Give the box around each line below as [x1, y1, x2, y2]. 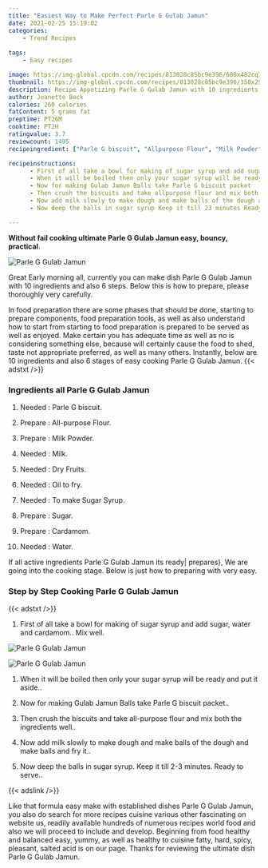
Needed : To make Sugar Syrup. [19, 495, 125, 504]
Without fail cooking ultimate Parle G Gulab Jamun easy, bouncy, [8, 233, 228, 242]
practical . [8, 241, 41, 251]
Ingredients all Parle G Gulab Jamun [8, 384, 150, 396]
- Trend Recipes [22, 34, 77, 42]
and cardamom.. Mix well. [19, 628, 105, 638]
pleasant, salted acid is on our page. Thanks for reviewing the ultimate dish [8, 844, 255, 854]
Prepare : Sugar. [19, 511, 73, 520]
